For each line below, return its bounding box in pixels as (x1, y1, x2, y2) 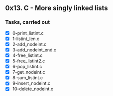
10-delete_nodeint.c (12, 86, 54, 92)
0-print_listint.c (12, 30, 44, 36)
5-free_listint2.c (12, 58, 45, 64)
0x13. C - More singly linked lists (5, 4, 108, 12)
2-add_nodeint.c (12, 41, 47, 47)
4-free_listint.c (12, 52, 43, 58)
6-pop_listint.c (12, 64, 42, 70)
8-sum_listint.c (12, 75, 43, 81)
